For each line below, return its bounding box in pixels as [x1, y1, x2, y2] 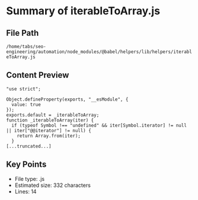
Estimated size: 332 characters [14, 182, 91, 189]
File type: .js [14, 175, 45, 182]
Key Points [6, 160, 47, 170]
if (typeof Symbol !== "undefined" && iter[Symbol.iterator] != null [11, 122, 187, 129]
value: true [11, 101, 41, 108]
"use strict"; [6, 86, 41, 92]
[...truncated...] [6, 143, 52, 149]
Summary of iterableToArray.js [6, 4, 161, 18]
